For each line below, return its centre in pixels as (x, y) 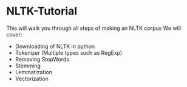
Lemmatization (34, 72)
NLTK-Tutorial (42, 11)
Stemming (28, 66)
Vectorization (32, 78)
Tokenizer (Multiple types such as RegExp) (69, 52)
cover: (14, 34)
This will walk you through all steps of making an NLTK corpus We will (93, 28)
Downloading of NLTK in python (55, 46)
